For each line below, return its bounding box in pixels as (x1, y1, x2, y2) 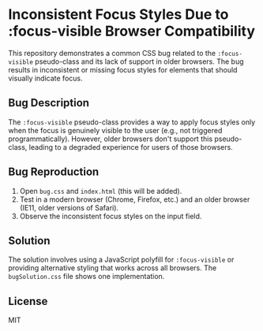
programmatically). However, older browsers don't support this (8, 134, 213, 143)
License (8, 294, 48, 308)
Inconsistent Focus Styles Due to (8, 6, 229, 24)
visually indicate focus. (8, 73, 83, 83)
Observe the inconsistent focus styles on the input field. (19, 211, 202, 221)
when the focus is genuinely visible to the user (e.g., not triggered (8, 125, 223, 135)
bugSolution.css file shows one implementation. (8, 272, 165, 281)
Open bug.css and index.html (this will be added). (19, 186, 182, 195)
